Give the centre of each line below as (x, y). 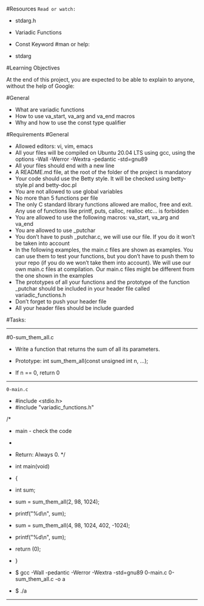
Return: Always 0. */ (40, 454)
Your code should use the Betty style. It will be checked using (92, 178)
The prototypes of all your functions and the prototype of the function (102, 282)
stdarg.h (25, 20)
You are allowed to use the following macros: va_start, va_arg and (97, 217)
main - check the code (43, 431)
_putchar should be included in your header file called (82, 288)
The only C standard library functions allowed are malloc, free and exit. (104, 204)
